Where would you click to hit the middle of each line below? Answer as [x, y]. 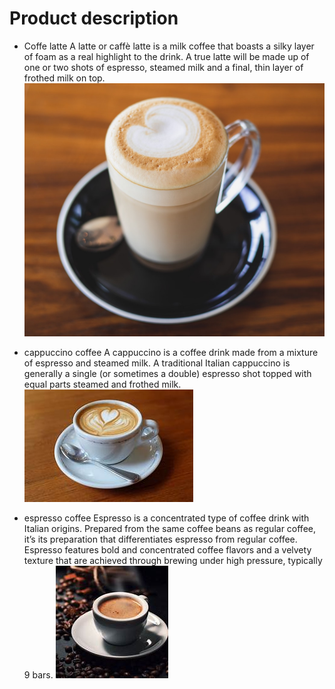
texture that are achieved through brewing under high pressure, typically [173, 561]
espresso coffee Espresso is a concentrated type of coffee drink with [166, 518]
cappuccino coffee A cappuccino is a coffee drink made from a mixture [171, 353]
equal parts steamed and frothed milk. [102, 384]
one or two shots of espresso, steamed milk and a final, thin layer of [163, 67]
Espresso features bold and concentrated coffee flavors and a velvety [167, 550]
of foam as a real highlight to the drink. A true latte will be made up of [166, 56]
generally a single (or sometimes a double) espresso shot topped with [167, 374]
